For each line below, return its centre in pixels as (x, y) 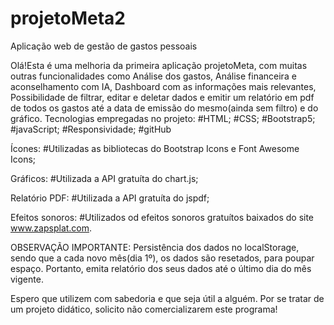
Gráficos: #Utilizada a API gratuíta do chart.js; (104, 178)
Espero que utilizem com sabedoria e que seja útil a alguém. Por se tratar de (167, 298)
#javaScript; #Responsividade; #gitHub (91, 129)
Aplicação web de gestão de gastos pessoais (104, 46)
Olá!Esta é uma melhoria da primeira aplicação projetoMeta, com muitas (159, 65)
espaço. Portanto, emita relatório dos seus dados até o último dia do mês (161, 268)
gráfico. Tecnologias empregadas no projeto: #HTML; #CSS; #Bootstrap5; (163, 118)
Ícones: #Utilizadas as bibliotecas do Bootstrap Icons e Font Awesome (155, 148)
